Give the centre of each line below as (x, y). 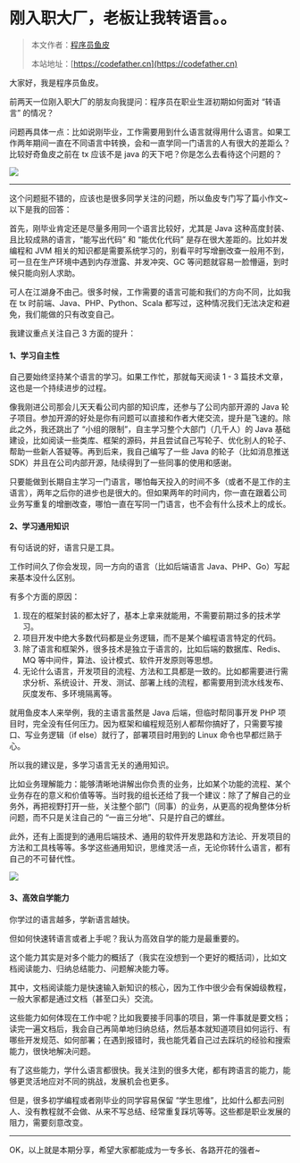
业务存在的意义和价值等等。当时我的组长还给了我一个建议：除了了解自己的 (146, 795)
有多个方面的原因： (45, 597)
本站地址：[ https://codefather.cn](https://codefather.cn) (134, 63)
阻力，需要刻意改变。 (48, 1122)
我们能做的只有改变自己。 (71, 314)
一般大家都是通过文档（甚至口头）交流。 (83, 998)
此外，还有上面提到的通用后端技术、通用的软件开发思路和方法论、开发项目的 (150, 836)
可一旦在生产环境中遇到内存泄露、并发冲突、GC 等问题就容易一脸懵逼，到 (145, 262)
